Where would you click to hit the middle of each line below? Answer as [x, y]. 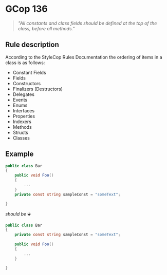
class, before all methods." [46, 28]
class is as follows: [25, 63]
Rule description [32, 45]
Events [20, 100]
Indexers [22, 122]
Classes [21, 138]
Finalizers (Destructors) [38, 89]
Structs [20, 132]
